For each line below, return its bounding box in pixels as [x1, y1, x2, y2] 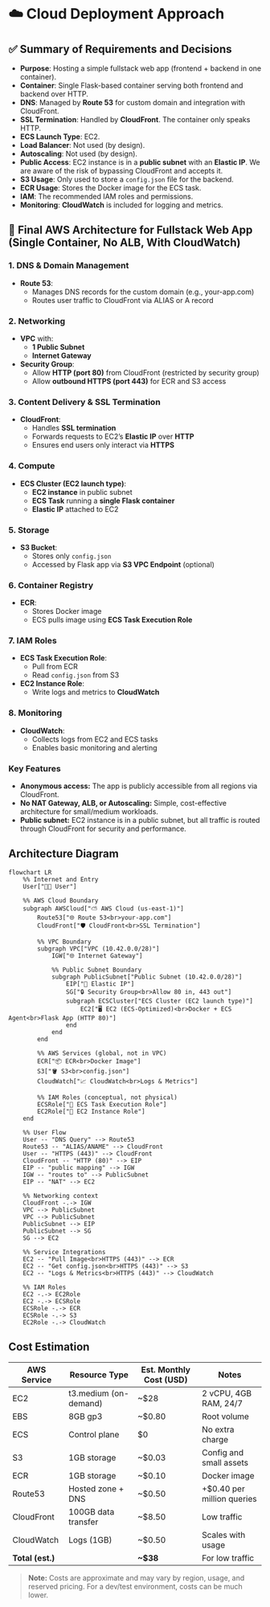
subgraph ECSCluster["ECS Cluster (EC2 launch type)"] [65, 996, 253, 1005]
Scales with [202, 1529, 246, 1540]
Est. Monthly [141, 1364, 191, 1375]
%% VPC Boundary [37, 938, 92, 946]
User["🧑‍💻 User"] [22, 882, 78, 890]
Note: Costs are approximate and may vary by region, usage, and [27, 1572, 245, 1582]
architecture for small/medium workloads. [19, 807, 159, 816]
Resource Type [69, 1369, 129, 1380]
